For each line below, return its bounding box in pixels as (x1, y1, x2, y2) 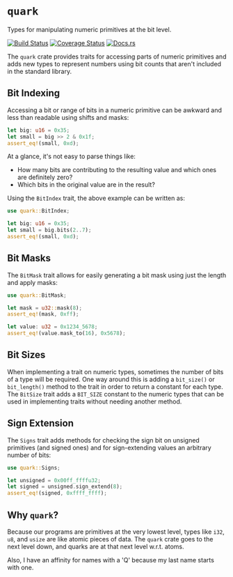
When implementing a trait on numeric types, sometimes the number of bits (7, 367, 224, 376)
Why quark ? (7, 509, 59, 521)
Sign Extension (7, 417, 74, 429)
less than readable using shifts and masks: (7, 113, 129, 121)
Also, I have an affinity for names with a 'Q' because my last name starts (7, 556, 214, 564)
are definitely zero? (17, 173, 73, 182)
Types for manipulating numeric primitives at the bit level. (7, 25, 172, 33)
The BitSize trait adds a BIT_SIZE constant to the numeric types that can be (7, 390, 225, 398)
